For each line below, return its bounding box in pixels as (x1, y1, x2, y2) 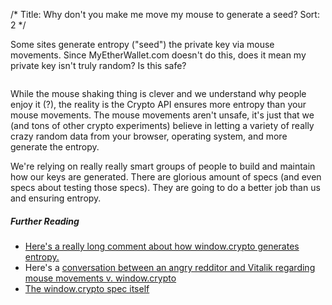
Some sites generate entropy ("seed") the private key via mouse (10, 39, 275, 50)
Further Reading (10, 215, 80, 227)
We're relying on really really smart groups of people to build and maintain (10, 160, 316, 172)
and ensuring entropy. (10, 192, 102, 204)
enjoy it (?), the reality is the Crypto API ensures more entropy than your (10, 99, 307, 110)
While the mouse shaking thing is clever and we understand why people (10, 88, 307, 99)
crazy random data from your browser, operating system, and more (10, 130, 288, 142)
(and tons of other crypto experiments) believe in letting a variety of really (10, 120, 315, 131)
